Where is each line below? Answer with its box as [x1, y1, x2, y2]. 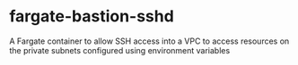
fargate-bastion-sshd [9, 6, 175, 27]
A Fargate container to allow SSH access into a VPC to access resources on [9, 36, 290, 46]
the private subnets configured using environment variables [9, 45, 231, 55]
